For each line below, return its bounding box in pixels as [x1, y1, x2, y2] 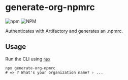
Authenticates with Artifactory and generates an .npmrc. [5, 28, 123, 34]
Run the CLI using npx [5, 56, 51, 62]
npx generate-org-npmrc [5, 65, 56, 70]
